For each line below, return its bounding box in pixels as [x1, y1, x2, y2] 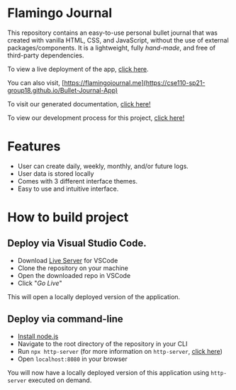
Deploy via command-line [7, 313, 124, 325]
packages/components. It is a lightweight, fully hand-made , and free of [7, 43, 216, 52]
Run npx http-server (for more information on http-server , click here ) [17, 347, 223, 355]
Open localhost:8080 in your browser [17, 355, 128, 363]
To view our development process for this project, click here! [7, 113, 185, 122]
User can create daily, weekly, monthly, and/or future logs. [17, 162, 189, 170]
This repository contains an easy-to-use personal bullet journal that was [7, 28, 218, 37]
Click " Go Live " [17, 279, 62, 287]
